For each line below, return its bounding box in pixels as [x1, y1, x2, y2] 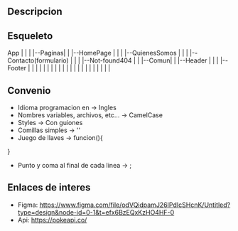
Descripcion [7, 6, 63, 18]
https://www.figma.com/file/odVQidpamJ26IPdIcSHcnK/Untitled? [39, 200, 231, 209]
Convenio [7, 85, 51, 97]
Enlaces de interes [7, 181, 91, 194]
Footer [7, 64, 27, 72]
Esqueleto [7, 30, 53, 42]
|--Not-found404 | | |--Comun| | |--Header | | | [81, 56, 219, 65]
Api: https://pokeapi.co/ [17, 215, 87, 224]
